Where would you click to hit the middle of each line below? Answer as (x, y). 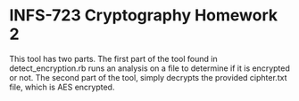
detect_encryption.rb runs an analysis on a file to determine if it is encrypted (149, 68)
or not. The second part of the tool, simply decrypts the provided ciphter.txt (148, 77)
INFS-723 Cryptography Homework (144, 16)
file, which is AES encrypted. (62, 87)
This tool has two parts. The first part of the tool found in (113, 58)
